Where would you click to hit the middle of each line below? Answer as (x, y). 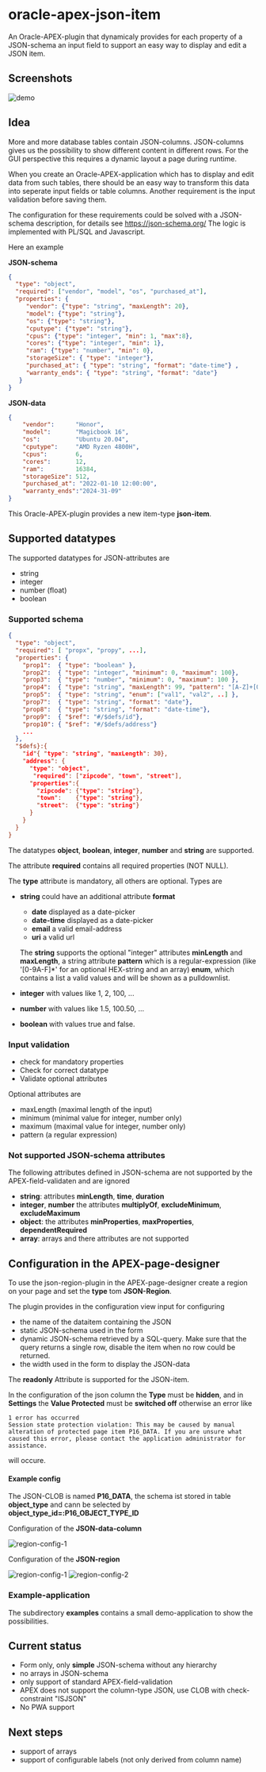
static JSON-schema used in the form (81, 1330)
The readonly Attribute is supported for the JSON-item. (99, 1380)
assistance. (28, 1446)
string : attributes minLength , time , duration (92, 1196)
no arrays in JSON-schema (64, 1674)
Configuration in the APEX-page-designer (114, 1263)
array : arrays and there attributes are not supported (104, 1239)
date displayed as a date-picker (84, 912)
